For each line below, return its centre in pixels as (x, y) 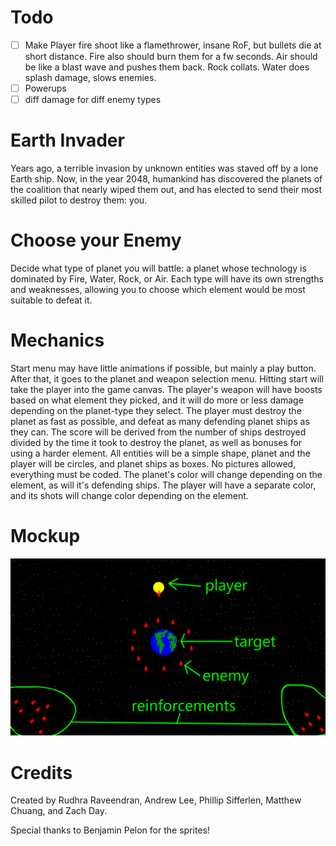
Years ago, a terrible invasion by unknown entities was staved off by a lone (164, 168)
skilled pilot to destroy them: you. (79, 200)
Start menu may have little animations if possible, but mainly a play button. (163, 368)
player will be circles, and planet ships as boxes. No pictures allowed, (153, 463)
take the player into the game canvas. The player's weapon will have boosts (166, 389)
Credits (41, 772)
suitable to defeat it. (51, 300)
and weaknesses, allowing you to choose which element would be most (158, 289)
